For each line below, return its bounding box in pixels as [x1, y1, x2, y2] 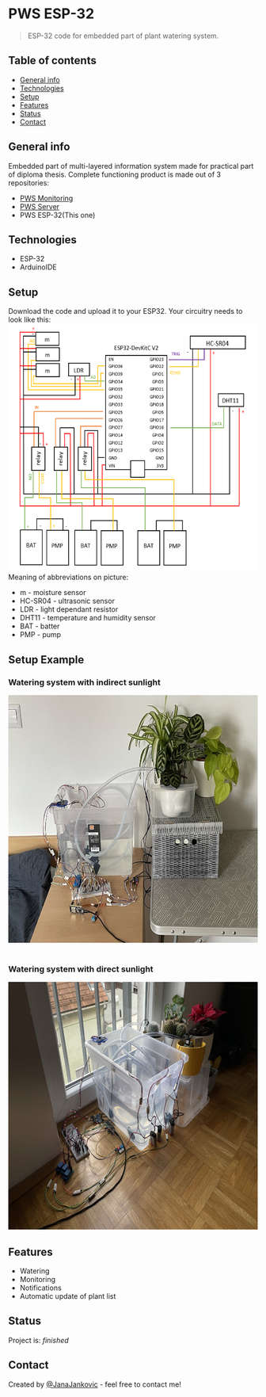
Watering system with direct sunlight [8, 964, 154, 975]
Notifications [19, 1283, 62, 1292]
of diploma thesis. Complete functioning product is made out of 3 [8, 170, 222, 179]
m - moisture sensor [19, 588, 86, 597]
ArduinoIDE [19, 262, 57, 272]
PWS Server [19, 201, 60, 211]
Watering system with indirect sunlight [8, 677, 161, 688]
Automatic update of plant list [19, 1291, 116, 1300]
